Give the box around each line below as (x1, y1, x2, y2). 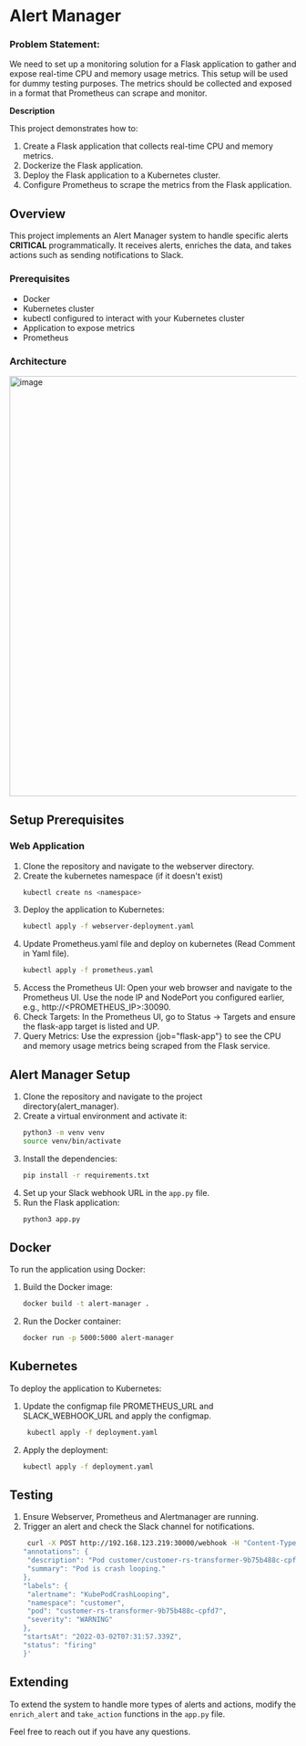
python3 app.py (22, 1214, 81, 1223)
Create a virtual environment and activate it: (22, 1110, 188, 1122)
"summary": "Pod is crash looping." (26, 1564, 167, 1574)
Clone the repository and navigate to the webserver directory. (22, 860, 255, 871)
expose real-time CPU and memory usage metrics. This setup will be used (9, 68, 289, 79)
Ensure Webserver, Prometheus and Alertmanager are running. (22, 1512, 260, 1523)
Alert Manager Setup (9, 1066, 131, 1082)
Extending (9, 1675, 69, 1690)
